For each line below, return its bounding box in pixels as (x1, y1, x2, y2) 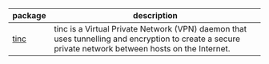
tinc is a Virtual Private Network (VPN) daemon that (54, 24, 247, 34)
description (133, 10, 179, 21)
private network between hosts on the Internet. (54, 43, 231, 54)
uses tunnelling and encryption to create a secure (54, 33, 240, 44)
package (12, 10, 46, 21)
